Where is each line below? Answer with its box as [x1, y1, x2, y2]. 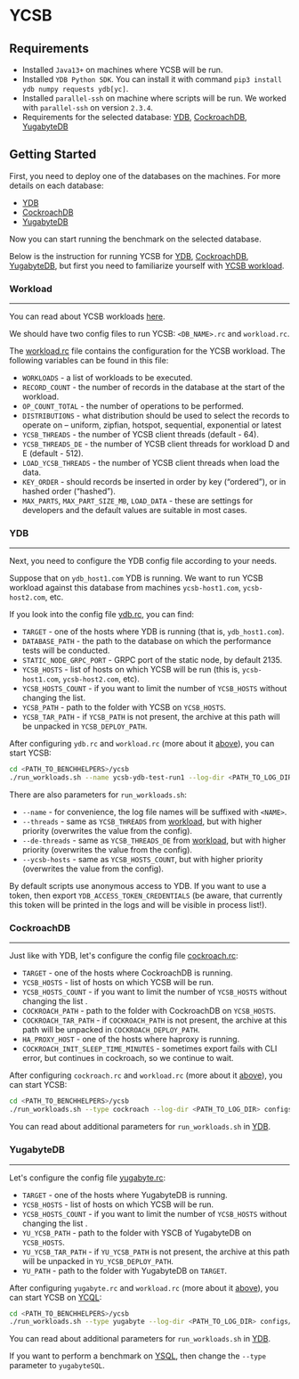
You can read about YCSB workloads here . [9, 311, 166, 322]
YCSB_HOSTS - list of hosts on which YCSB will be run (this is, [21, 665, 240, 675]
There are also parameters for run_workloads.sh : [9, 789, 187, 800]
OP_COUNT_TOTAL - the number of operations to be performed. [21, 401, 245, 412]
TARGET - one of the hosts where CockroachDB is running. [21, 967, 233, 978]
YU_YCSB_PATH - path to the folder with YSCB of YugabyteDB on [21, 1227, 252, 1238]
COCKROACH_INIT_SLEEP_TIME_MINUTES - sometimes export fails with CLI [21, 1043, 278, 1054]
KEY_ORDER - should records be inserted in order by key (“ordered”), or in [21, 477, 287, 487]
